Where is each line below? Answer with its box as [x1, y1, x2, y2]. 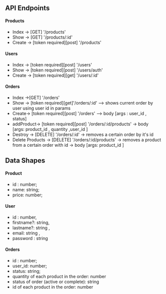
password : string [12, 235, 48, 241]
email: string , [12, 230, 41, 236]
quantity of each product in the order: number [12, 274, 107, 279]
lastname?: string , [12, 225, 51, 231]
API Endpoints [5, 4, 50, 12]
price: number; [12, 192, 43, 198]
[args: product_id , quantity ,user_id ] [12, 126, 88, 132]
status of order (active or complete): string [12, 279, 99, 285]
